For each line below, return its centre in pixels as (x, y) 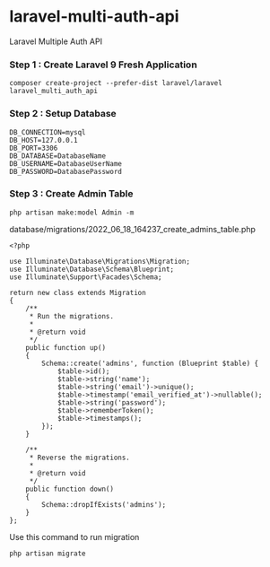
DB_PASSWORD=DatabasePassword (66, 171)
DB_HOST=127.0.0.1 (44, 140)
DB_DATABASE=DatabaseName (57, 156)
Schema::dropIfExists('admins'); (104, 504)
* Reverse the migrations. (79, 458)
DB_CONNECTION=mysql (48, 132)
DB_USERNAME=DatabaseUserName (66, 163)
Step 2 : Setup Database (63, 114)
